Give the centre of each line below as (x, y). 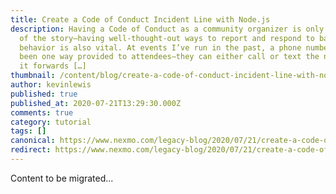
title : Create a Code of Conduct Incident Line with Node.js (140, 19)
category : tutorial (51, 122)
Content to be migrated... (62, 178)
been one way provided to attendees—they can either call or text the (169, 57)
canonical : (33, 141)
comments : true (42, 112)
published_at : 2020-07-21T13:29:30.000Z (96, 103)
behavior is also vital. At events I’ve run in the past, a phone (160, 47)
